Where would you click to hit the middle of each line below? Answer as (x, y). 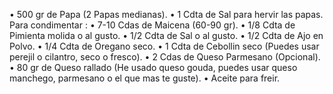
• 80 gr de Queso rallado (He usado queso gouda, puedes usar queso (153, 67)
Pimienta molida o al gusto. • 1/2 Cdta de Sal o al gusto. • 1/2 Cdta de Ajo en (166, 35)
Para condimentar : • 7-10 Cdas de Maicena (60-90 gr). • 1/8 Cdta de (152, 25)
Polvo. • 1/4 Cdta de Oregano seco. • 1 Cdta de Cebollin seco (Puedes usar (164, 46)
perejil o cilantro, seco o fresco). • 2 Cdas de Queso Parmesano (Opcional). (165, 57)
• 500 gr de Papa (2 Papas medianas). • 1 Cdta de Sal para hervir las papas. (166, 14)
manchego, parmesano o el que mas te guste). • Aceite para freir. (145, 78)
